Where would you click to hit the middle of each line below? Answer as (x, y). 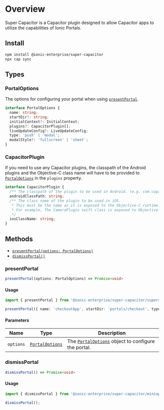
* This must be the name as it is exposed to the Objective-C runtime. (86, 205)
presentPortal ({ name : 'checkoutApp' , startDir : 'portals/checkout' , (77, 309)
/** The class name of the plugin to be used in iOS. (65, 201)
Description (112, 333)
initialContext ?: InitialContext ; (44, 122)
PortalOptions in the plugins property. (44, 178)
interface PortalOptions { (32, 108)
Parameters (17, 320)
